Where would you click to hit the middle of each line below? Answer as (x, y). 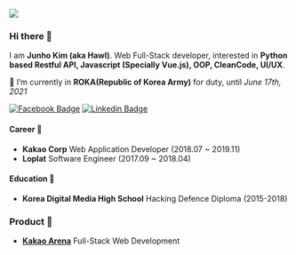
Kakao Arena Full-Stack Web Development (101, 241)
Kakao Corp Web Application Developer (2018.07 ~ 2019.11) (131, 149)
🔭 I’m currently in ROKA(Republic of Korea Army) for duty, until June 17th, (145, 82)
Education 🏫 (32, 179)
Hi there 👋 (31, 36)
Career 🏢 (26, 129)
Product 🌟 (31, 221)
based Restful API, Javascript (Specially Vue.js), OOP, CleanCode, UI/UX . (147, 65)
